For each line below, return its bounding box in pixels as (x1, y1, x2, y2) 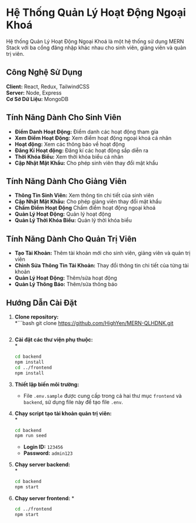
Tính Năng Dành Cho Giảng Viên (6, 176, 127, 186)
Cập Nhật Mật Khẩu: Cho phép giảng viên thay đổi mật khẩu (14, 198, 162, 205)
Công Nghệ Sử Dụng (6, 68, 82, 78)
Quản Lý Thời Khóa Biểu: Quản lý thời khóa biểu (14, 217, 132, 224)
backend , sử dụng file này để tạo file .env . (23, 398, 124, 405)
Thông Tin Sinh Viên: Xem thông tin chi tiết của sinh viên (14, 192, 154, 199)
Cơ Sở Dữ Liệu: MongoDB (6, 95, 69, 102)
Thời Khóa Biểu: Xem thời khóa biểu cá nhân (14, 153, 124, 160)
